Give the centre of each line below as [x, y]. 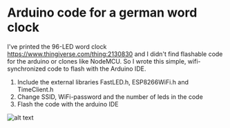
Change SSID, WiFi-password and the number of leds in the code [110, 97]
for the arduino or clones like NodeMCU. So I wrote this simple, [97, 61]
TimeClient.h [35, 89]
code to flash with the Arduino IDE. [97, 68]
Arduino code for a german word [102, 13]
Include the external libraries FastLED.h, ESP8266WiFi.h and [103, 82]
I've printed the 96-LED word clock [57, 46]
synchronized [27, 68]
